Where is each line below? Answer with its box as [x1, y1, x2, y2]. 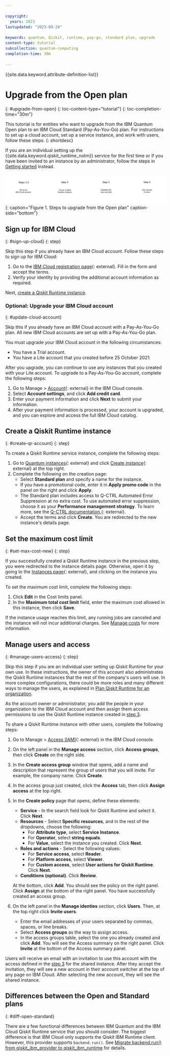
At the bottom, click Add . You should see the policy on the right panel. [12, 882, 159, 888]
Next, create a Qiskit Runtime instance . [5, 289, 87, 296]
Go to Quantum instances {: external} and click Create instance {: [12, 460, 147, 466]
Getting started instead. [5, 164, 55, 170]
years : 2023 [10, 19, 36, 24]
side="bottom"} [5, 210, 38, 216]
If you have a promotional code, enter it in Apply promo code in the [20, 482, 161, 488]
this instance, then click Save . [12, 604, 76, 611]
